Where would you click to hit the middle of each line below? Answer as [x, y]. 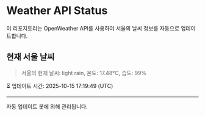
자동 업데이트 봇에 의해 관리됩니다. [47, 106]
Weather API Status [57, 11]
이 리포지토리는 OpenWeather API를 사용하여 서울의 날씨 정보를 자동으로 [93, 28]
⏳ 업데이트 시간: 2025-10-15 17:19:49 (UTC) [60, 85]
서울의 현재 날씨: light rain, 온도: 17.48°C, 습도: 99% [84, 73]
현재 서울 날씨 [31, 57]
